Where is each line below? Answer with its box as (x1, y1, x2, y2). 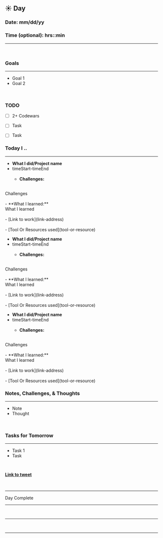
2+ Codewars (12, 113, 40, 119)
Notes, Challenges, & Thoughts (5, 390, 80, 397)
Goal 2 (12, 80, 26, 86)
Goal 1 (12, 75, 25, 81)
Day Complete (5, 495, 34, 501)
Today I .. (5, 145, 28, 151)
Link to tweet (5, 471, 32, 478)
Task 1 (12, 448, 25, 454)
